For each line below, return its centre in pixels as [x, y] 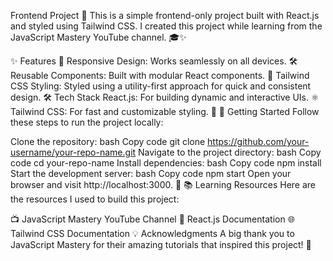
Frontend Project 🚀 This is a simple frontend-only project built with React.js [165, 15]
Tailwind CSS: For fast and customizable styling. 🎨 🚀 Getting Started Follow [165, 111]
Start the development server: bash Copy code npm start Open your [151, 173]
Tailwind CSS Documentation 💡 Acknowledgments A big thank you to [152, 233]
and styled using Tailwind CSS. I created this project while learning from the [166, 26]
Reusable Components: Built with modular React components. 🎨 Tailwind [160, 75]
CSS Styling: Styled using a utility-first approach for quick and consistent [161, 86]
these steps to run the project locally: [87, 122]
